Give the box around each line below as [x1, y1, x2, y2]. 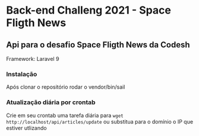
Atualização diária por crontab [6, 98, 96, 106]
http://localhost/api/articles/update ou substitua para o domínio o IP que [6, 118, 194, 125]
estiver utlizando [6, 124, 47, 131]
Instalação [6, 70, 37, 78]
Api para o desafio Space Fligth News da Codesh [6, 40, 190, 50]
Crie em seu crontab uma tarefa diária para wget [6, 112, 124, 119]
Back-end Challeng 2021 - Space [6, 4, 171, 17]
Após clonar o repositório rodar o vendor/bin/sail [6, 83, 125, 90]
